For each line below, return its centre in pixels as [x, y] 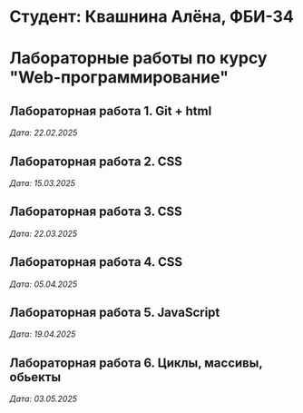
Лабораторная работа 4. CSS [96, 262]
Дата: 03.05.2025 [43, 399]
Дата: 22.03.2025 [44, 233]
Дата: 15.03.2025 [42, 183]
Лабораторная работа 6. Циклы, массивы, [136, 363]
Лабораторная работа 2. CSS [96, 161]
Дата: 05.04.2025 [44, 284]
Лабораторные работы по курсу [138, 59]
